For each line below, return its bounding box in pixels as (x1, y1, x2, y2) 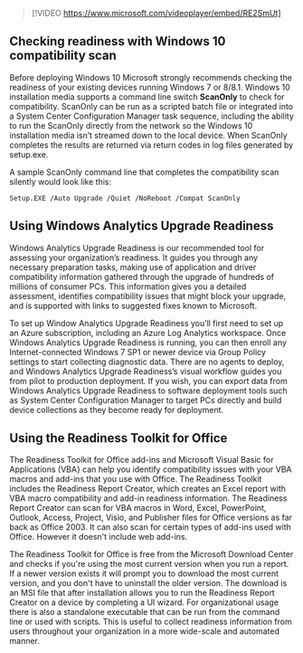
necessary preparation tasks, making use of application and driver (9, 262, 257, 273)
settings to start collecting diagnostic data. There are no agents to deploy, (9, 356, 285, 367)
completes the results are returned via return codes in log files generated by (9, 139, 294, 150)
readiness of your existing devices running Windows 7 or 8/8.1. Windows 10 (9, 82, 291, 92)
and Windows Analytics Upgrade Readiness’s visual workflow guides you (9, 366, 282, 377)
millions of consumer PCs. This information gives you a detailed (9, 281, 247, 292)
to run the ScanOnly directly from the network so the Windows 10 (9, 120, 253, 130)
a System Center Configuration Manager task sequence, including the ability (9, 110, 294, 121)
